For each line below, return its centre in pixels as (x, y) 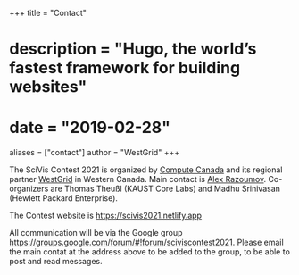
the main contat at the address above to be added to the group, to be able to (149, 252)
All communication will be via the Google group (96, 233)
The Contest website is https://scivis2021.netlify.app (106, 216)
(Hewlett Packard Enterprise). (64, 198)
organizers (29, 189)
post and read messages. (56, 262)
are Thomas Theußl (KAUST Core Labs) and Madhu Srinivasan (166, 189)
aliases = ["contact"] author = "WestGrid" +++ (95, 153)
